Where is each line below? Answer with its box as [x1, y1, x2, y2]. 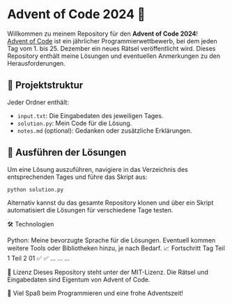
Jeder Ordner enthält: [7, 98, 70, 106]
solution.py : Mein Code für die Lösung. [17, 119, 132, 127]
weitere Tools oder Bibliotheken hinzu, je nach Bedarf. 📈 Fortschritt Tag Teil [7, 244, 225, 252]
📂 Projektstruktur [7, 80, 84, 92]
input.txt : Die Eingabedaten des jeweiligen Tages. [17, 111, 164, 120]
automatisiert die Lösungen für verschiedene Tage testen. [7, 206, 173, 215]
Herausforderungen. [7, 59, 66, 67]
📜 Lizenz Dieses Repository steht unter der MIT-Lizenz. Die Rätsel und [7, 268, 209, 277]
